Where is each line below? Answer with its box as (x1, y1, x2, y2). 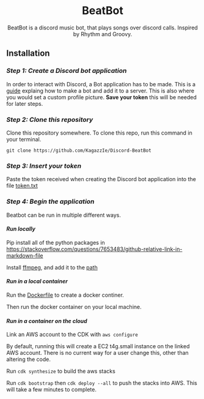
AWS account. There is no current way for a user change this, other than (6, 349, 189, 357)
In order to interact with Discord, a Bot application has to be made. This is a (6, 80, 196, 88)
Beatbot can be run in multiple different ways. (6, 211, 121, 218)
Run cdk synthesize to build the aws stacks (6, 368, 116, 375)
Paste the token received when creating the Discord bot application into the (6, 176, 197, 183)
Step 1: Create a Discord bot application (6, 67, 127, 75)
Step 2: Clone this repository (6, 115, 93, 124)
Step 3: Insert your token (6, 162, 81, 170)
